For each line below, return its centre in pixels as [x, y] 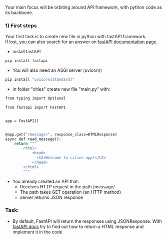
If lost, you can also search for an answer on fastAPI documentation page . [81, 42]
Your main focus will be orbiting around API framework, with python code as [84, 7]
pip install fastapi [27, 61]
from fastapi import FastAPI [35, 107]
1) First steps [21, 26]
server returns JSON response [51, 197]
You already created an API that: [45, 181]
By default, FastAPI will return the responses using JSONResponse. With [87, 221]
